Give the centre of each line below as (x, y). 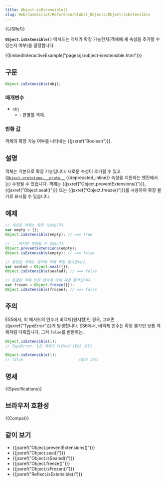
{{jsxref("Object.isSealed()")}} (43, 458)
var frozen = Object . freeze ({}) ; (40, 285)
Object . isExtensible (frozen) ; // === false (51, 290)
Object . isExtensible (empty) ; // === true (49, 235)
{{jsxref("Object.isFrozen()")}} (43, 468)
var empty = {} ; (22, 230)
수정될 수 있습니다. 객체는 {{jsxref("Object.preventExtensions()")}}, (79, 183)
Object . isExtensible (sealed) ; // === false (51, 271)
